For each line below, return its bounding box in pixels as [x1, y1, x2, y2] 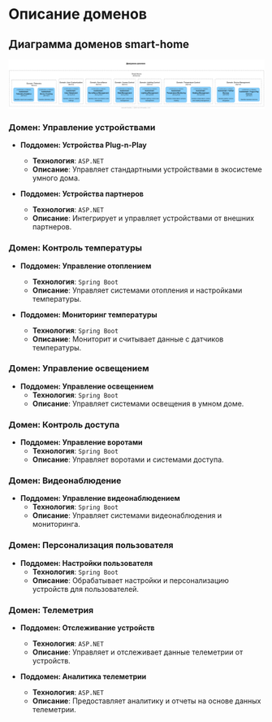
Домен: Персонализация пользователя [8, 540, 174, 551]
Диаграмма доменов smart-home [8, 37, 189, 51]
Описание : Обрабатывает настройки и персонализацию [32, 575, 230, 585]
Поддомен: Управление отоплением [19, 261, 152, 271]
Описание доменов [8, 5, 148, 24]
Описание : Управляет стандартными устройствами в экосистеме [32, 164, 262, 175]
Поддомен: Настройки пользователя [19, 558, 153, 568]
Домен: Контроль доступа [8, 419, 120, 430]
